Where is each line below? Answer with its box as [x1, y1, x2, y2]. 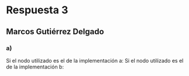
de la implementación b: [6, 63, 64, 70]
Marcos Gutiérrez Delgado [6, 27, 104, 37]
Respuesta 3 [6, 3, 68, 17]
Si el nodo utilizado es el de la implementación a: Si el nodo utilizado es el [6, 57, 184, 64]
